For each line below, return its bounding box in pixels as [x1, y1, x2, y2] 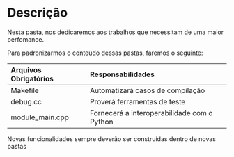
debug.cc [10, 97, 42, 106]
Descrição [7, 5, 68, 21]
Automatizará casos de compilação [89, 85, 205, 95]
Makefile [10, 85, 40, 95]
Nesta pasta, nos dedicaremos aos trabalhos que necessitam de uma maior [7, 28, 224, 36]
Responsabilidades [89, 69, 155, 79]
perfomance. [7, 35, 44, 43]
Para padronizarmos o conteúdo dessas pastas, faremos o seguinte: [7, 49, 203, 57]
